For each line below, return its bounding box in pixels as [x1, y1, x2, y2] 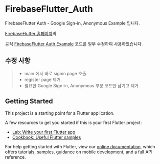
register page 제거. [24, 77, 62, 82]
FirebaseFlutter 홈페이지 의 [5, 30, 57, 36]
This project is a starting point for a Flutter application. [5, 110, 114, 116]
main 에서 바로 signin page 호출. [24, 70, 88, 76]
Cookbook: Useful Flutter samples [12, 134, 81, 140]
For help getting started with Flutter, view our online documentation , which [5, 143, 156, 149]
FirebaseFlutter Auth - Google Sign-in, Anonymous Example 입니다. [5, 20, 140, 26]
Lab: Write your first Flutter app [12, 129, 76, 135]
